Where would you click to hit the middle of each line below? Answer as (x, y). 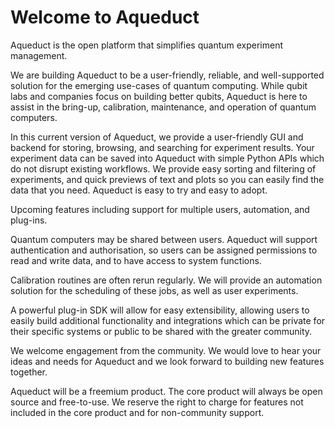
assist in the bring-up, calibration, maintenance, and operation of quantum (163, 107)
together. (29, 372)
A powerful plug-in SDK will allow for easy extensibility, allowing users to (160, 310)
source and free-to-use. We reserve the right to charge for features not (157, 402)
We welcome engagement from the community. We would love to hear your (166, 350)
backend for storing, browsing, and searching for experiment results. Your (162, 147)
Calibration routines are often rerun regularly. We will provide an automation (166, 280)
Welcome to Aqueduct (105, 17)
